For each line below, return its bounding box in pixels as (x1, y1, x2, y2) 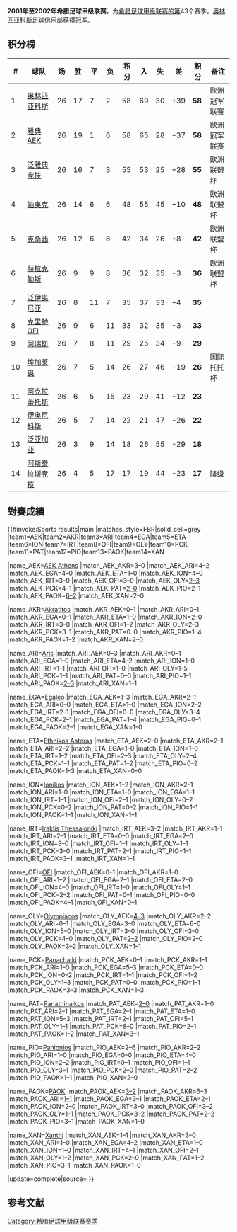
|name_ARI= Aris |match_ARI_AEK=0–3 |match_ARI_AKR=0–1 (7, 649, 181, 657)
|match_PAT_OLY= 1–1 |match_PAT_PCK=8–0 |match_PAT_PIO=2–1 (7, 1022, 197, 1030)
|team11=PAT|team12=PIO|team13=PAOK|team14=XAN (7, 547, 164, 556)
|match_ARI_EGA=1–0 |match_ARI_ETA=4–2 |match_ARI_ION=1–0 (7, 656, 195, 665)
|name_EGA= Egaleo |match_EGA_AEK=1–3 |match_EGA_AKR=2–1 (7, 692, 196, 701)
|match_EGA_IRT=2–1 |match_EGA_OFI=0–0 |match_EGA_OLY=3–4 (7, 707, 200, 716)
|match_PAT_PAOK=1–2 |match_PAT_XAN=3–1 (7, 1029, 140, 1038)
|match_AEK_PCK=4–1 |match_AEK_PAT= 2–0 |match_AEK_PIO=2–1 (7, 583, 201, 592)
